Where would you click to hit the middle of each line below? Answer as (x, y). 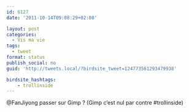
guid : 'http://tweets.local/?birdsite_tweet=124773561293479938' (91, 69)
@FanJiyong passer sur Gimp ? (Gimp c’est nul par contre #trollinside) (95, 103)
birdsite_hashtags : (31, 80)
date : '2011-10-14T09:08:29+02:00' (52, 18)
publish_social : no (31, 63)
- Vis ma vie (29, 40)
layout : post (23, 29)
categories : (21, 34)
